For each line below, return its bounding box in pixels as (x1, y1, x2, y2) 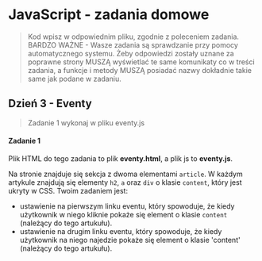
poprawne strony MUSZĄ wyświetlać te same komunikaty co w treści (27, 57, 256, 67)
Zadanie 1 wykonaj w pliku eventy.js (27, 117, 145, 128)
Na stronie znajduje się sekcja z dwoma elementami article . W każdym (8, 169, 244, 178)
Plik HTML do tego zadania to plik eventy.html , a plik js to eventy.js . (8, 153, 233, 163)
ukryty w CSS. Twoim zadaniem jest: (8, 186, 129, 195)
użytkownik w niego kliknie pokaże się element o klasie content (19, 209, 228, 219)
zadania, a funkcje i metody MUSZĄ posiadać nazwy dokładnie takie (27, 65, 252, 75)
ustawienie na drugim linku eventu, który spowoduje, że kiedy (19, 226, 222, 236)
